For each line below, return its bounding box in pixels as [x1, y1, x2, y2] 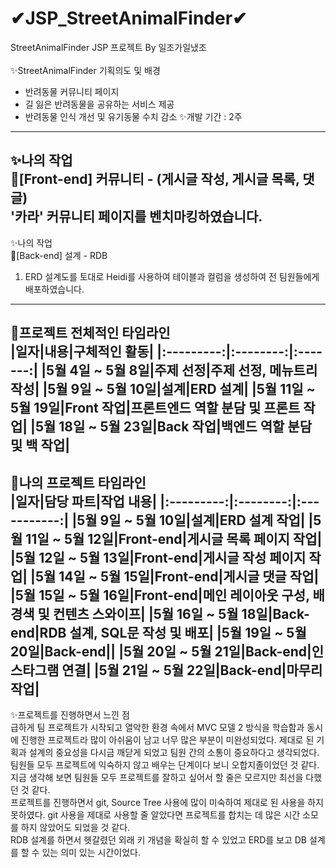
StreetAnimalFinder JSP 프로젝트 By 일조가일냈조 [10, 41, 207, 53]
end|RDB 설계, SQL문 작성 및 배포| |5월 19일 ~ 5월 [10, 624, 307, 641]
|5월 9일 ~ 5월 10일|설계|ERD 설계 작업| [71, 512, 306, 529]
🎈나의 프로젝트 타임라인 [10, 474, 147, 491]
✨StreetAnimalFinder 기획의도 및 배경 [10, 64, 161, 76]
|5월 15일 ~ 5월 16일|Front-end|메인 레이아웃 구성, [10, 587, 310, 604]
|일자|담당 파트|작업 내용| [10, 493, 158, 510]
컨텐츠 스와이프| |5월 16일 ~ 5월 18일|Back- [52, 605, 310, 622]
